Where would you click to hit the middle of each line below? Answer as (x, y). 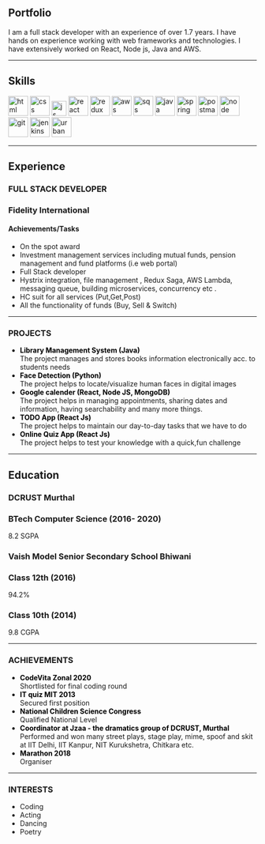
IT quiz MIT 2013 (48, 694)
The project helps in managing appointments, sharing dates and (123, 401)
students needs (45, 367)
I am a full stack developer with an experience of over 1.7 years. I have (122, 32)
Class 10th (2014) (43, 616)
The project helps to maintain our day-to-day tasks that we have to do (133, 426)
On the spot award (50, 247)
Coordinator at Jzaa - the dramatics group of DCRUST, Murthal (125, 728)
